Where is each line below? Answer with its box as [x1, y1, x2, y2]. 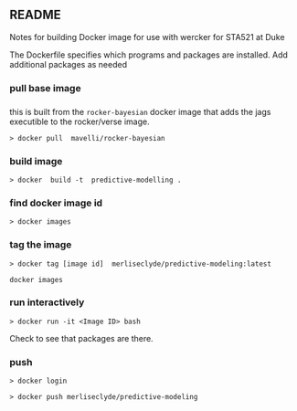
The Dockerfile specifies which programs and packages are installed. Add [9, 49, 288, 60]
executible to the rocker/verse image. [9, 116, 150, 127]
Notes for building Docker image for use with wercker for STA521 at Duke [9, 31, 285, 42]
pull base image [9, 81, 81, 94]
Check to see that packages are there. [9, 332, 154, 343]
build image [9, 154, 63, 167]
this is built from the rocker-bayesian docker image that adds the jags [9, 106, 271, 117]
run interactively [9, 296, 85, 309]
